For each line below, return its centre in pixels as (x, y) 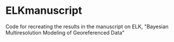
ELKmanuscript (44, 11)
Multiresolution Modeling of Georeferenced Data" (65, 32)
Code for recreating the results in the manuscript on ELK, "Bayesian (87, 26)
